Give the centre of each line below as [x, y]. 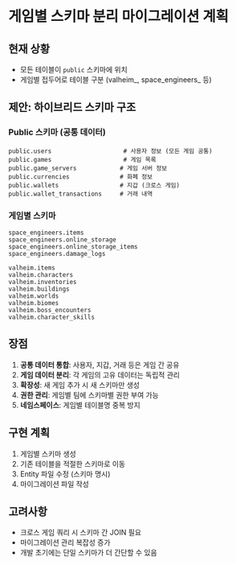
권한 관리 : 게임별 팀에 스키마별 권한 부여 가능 [89, 394]
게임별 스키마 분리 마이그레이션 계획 [118, 16]
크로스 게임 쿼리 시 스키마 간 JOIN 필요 [81, 533]
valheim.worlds [34, 296]
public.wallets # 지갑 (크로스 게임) [94, 185]
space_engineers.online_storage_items [73, 246]
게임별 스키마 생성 [48, 454]
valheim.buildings [39, 289]
